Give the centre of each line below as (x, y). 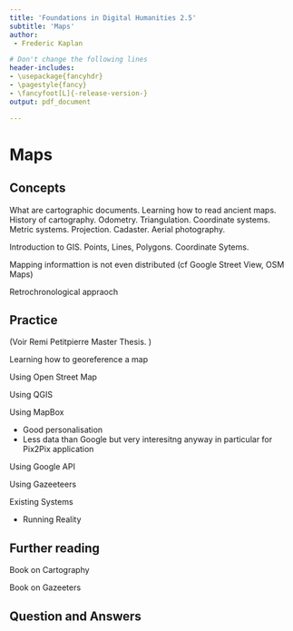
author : (24, 35)
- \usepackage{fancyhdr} (56, 77)
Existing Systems (42, 502)
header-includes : (42, 68)
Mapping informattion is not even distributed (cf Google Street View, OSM (147, 264)
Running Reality (52, 519)
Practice (34, 320)
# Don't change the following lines (78, 60)
